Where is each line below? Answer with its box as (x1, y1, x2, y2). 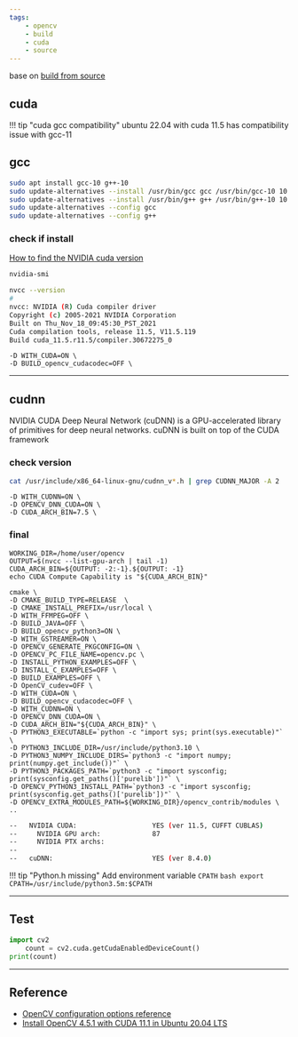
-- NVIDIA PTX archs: (9, 837, 105, 847)
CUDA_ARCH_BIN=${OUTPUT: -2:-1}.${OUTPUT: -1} (9, 564, 184, 573)
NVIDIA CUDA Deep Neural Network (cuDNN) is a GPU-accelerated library (9, 415, 281, 427)
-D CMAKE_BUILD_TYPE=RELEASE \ (9, 595, 129, 604)
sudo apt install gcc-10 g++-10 (9, 179, 129, 187)
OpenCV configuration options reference (21, 1009, 171, 1019)
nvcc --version (9, 286, 66, 295)
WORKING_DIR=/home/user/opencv (9, 548, 125, 558)
